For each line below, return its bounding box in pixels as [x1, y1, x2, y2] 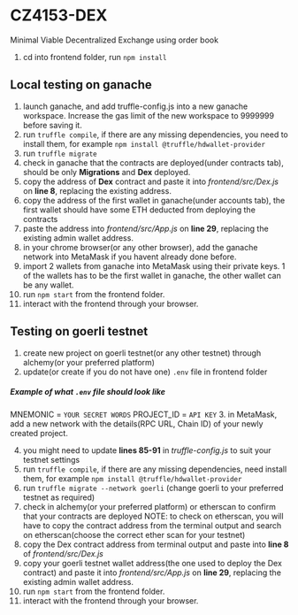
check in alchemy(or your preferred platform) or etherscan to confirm [22, 501, 277, 511]
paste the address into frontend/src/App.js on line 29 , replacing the [22, 223, 269, 234]
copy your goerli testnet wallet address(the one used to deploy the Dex [22, 557, 282, 568]
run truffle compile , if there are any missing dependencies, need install [22, 464, 287, 474]
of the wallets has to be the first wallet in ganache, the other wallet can [22, 270, 281, 281]
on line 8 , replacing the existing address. [22, 185, 172, 196]
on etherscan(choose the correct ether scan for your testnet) [22, 529, 246, 540]
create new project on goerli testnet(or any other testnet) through [22, 347, 262, 358]
